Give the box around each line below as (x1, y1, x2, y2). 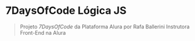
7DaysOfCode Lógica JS (5, 4, 127, 17)
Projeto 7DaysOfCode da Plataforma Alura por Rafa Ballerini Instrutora (19, 23, 190, 30)
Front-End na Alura (19, 29, 66, 36)
